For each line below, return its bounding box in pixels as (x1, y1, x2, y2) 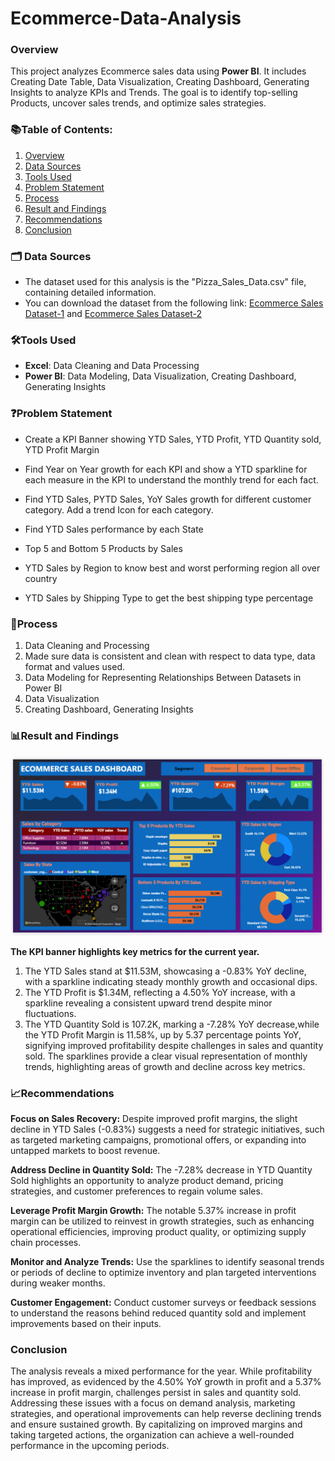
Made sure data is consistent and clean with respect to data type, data (24, 650, 316, 662)
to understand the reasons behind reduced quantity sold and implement (10, 1307, 307, 1319)
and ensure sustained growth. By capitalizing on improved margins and (10, 1418, 303, 1431)
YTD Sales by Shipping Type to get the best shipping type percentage (24, 592, 314, 604)
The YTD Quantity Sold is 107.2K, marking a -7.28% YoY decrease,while (24, 1018, 320, 1030)
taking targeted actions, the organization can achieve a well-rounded (10, 1429, 295, 1441)
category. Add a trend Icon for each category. (24, 503, 214, 516)
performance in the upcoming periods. (10, 1440, 170, 1452)
